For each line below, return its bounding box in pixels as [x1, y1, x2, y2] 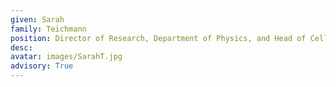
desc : [10, 42, 33, 53]
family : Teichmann [10, 24, 87, 34]
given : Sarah [10, 14, 65, 25]
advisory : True [10, 61, 74, 71]
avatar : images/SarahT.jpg [10, 52, 123, 62]
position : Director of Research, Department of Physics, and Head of [10, 33, 307, 43]
